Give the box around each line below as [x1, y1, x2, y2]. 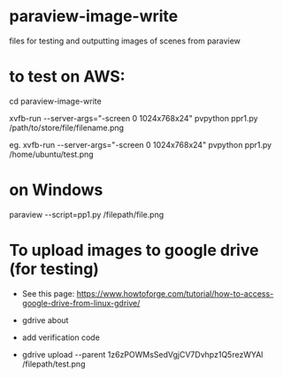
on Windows [9, 180, 103, 200]
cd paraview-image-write [9, 96, 102, 106]
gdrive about [21, 314, 69, 325]
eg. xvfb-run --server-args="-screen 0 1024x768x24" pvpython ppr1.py [9, 139, 272, 150]
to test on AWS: [9, 66, 126, 87]
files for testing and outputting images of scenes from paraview [9, 35, 241, 46]
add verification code [21, 332, 100, 343]
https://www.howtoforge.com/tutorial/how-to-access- [76, 288, 274, 298]
